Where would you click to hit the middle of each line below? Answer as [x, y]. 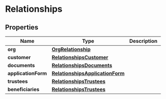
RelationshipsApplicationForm [88, 73]
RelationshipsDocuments [82, 65]
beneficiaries [23, 89]
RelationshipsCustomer [80, 57]
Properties [22, 27]
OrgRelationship [71, 49]
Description [143, 41]
